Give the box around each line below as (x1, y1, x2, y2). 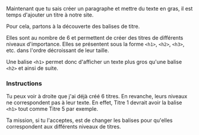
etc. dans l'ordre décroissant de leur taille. (6, 47, 109, 54)
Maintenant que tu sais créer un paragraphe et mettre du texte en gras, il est (6, 5, 193, 12)
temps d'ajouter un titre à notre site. (6, 11, 94, 18)
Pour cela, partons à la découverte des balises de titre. (6, 23, 140, 30)
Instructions (6, 79, 43, 88)
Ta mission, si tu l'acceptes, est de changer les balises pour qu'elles (6, 117, 173, 124)
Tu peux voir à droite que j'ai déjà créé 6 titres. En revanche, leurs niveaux (6, 93, 188, 100)
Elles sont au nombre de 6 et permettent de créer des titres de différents (6, 34, 184, 41)
